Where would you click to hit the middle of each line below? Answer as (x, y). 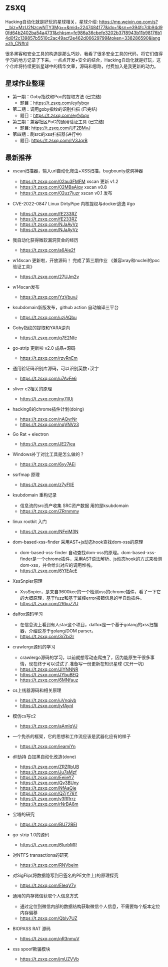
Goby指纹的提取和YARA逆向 (41, 328)
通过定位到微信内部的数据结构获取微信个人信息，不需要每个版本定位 (90, 906)
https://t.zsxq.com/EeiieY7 (47, 777)
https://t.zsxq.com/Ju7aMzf (48, 772)
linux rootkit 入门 (29, 521)
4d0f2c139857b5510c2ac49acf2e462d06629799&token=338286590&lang (83, 38)
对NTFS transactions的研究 (40, 855)
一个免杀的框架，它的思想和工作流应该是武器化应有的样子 (71, 736)
